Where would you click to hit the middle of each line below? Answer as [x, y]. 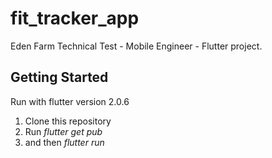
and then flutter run [64, 142]
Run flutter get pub [63, 131]
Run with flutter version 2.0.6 [70, 101]
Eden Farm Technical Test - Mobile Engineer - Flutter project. [136, 46]
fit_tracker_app [75, 18]
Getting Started [59, 77]
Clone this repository [68, 121]
